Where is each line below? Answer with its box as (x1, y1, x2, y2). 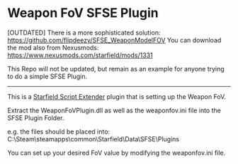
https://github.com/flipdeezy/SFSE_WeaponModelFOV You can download (7, 35, 222, 44)
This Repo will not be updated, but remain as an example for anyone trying (7, 64, 225, 73)
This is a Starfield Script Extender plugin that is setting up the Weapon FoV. (7, 92, 227, 100)
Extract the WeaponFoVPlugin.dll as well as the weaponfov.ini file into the (7, 106, 221, 115)
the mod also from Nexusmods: (7, 43, 99, 52)
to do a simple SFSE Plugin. (7, 72, 88, 81)
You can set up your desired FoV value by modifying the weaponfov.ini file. (7, 148, 226, 157)
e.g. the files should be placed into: (7, 127, 110, 136)
